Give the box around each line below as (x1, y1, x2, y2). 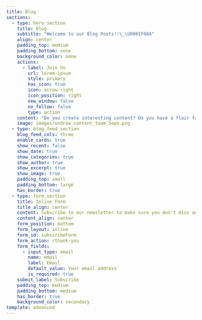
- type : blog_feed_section (11, 126, 79, 132)
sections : (6, 14, 31, 20)
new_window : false (28, 98, 74, 104)
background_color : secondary (17, 299, 90, 305)
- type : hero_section (11, 20, 66, 26)
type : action (28, 109, 61, 115)
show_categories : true (17, 154, 74, 160)
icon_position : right (28, 92, 82, 98)
